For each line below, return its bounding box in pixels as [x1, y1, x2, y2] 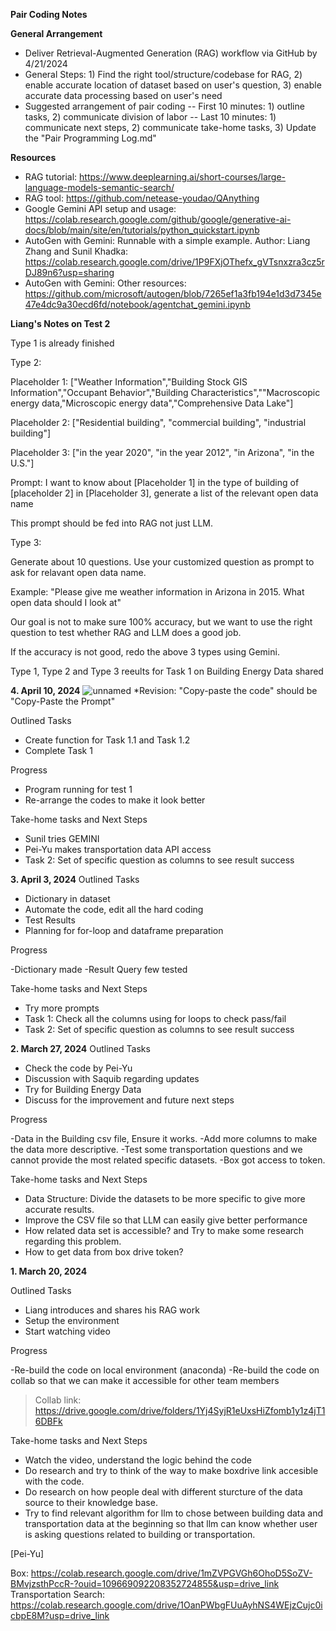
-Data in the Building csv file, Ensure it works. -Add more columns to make [10, 1133, 318, 1144]
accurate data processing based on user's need [24, 90, 223, 101]
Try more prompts [24, 1002, 100, 1014]
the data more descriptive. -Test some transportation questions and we [10, 1144, 303, 1155]
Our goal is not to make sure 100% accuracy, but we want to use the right [10, 616, 313, 628]
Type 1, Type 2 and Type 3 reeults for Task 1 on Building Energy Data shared [10, 665, 324, 677]
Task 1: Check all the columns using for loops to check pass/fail [24, 1013, 287, 1024]
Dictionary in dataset [24, 893, 111, 904]
